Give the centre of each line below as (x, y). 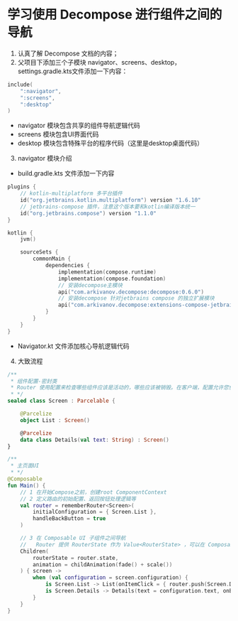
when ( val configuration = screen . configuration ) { (111, 578)
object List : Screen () (55, 420)
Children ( (35, 551)
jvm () (28, 239)
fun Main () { (27, 485)
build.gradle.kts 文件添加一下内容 (66, 173)
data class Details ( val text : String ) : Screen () (95, 440)
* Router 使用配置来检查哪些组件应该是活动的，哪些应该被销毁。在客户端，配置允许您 (119, 388)
